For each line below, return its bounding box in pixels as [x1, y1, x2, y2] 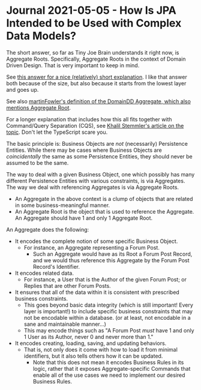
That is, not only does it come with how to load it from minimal [23, 346, 178, 353]
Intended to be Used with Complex [6, 16, 182, 30]
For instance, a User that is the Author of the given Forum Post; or [23, 275, 187, 283]
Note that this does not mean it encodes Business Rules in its [32, 358, 184, 366]
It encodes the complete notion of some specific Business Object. [14, 238, 178, 245]
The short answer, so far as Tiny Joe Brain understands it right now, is [6, 49, 179, 56]
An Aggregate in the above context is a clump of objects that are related [14, 195, 193, 202]
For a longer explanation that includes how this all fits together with [6, 115, 172, 123]
